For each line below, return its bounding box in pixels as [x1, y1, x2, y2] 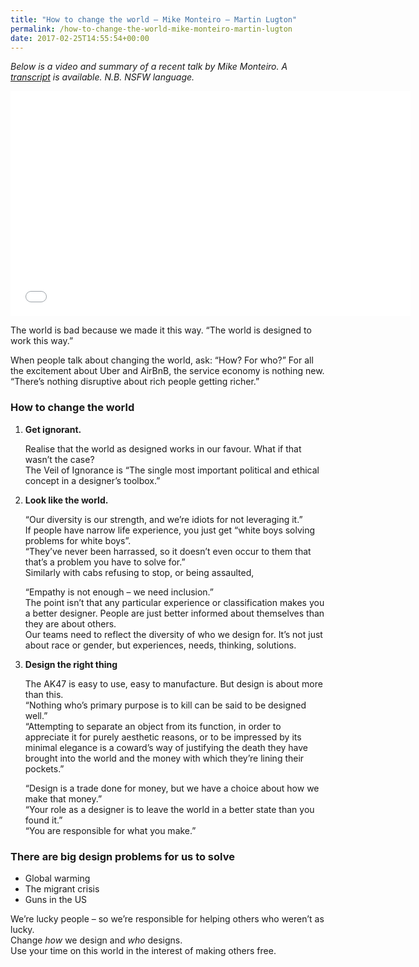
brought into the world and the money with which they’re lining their [24, 752, 305, 764]
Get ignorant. [24, 423, 82, 435]
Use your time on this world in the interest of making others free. [10, 944, 277, 956]
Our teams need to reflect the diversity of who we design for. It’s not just [24, 628, 323, 640]
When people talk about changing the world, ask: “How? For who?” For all [10, 354, 314, 366]
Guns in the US [24, 893, 88, 905]
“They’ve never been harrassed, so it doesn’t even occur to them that [24, 545, 312, 557]
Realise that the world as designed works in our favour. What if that [24, 442, 302, 455]
